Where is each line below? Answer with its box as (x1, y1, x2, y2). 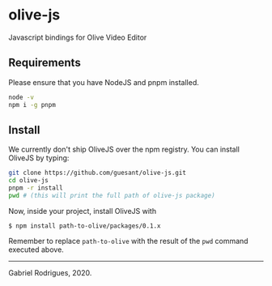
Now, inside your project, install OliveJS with (8, 206, 156, 216)
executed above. (8, 245, 65, 254)
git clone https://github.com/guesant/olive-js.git (8, 169, 186, 177)
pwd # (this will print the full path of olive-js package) (8, 191, 216, 199)
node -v (8, 93, 35, 101)
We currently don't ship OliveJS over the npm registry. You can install (8, 144, 240, 155)
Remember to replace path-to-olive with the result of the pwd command (8, 236, 249, 245)
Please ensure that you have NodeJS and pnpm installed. (8, 77, 200, 87)
